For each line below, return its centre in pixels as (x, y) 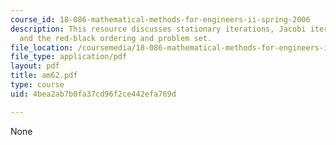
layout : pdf (35, 66)
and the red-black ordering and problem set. (116, 38)
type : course (37, 85)
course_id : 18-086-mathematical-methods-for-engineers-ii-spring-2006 (160, 19)
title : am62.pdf (44, 76)
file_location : (42, 47)
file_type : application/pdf (69, 57)
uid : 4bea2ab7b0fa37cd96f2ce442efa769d (93, 94)
